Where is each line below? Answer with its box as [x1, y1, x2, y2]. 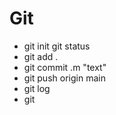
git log [23, 82, 51, 94]
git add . [23, 50, 59, 62]
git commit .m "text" [23, 61, 107, 73]
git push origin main [23, 72, 106, 84]
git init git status [23, 40, 91, 52]
